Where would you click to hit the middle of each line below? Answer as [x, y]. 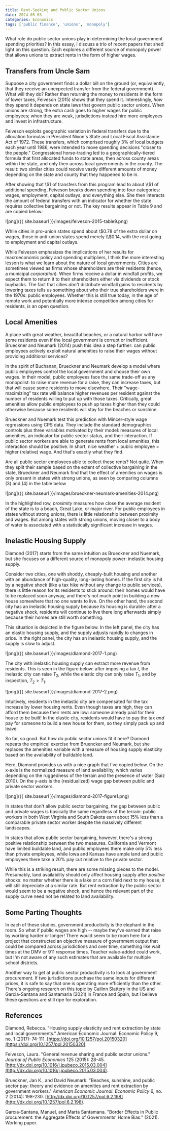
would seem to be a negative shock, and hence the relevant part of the [79, 891]
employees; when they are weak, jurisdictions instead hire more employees [84, 116]
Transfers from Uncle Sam [48, 71]
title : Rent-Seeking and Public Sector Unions [55, 10]
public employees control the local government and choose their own [78, 371]
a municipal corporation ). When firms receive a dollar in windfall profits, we [84, 274]
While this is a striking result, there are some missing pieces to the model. [82, 869]
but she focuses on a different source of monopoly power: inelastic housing [84, 559]
